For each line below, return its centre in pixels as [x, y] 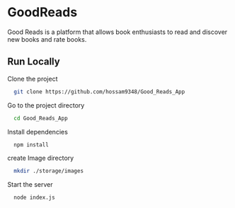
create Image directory [41, 158]
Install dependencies [38, 132]
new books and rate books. [47, 39]
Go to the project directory [46, 105]
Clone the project [33, 79]
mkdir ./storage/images [48, 171]
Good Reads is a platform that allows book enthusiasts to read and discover [117, 32]
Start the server [30, 185]
